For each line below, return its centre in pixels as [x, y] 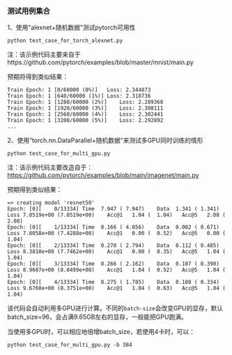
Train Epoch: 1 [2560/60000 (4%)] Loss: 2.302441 [85, 114]
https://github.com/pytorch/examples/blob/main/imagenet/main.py [103, 175]
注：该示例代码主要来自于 [44, 54]
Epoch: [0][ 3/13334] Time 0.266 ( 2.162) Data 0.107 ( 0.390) [113, 264]
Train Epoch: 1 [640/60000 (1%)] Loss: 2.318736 [79, 96]
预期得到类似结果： [35, 190]
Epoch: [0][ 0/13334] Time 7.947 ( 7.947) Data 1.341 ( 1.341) [113, 209]
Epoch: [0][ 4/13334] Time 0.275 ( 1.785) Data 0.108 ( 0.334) [113, 282]
